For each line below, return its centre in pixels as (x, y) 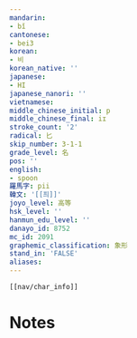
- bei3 (22, 43)
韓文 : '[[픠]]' (36, 195)
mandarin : (28, 18)
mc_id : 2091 (32, 237)
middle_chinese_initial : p (60, 111)
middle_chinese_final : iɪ (58, 119)
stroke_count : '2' (44, 128)
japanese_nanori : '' (48, 93)
